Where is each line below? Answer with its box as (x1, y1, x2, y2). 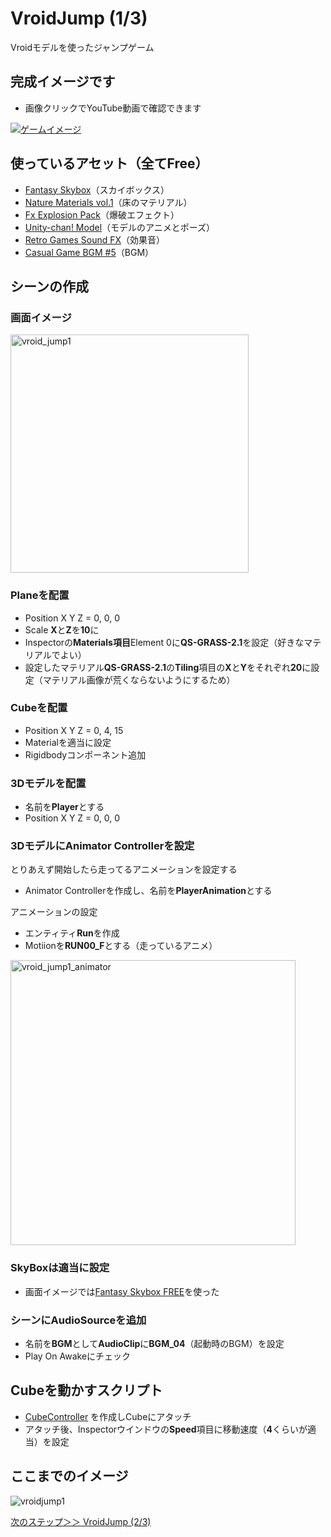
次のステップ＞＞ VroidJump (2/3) (10, 1515, 152, 1527)
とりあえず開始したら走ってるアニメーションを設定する (10, 863, 238, 876)
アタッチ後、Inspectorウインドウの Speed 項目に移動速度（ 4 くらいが (24, 1423, 308, 1435)
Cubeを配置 (10, 701, 68, 715)
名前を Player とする (24, 801, 105, 813)
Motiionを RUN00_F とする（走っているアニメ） (24, 940, 218, 952)
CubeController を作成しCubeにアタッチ (24, 1410, 192, 1422)
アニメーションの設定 (10, 906, 98, 918)
